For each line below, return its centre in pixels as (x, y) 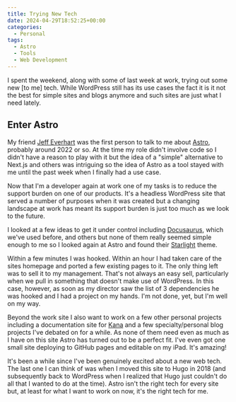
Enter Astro (33, 125)
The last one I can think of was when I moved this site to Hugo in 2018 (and (117, 368)
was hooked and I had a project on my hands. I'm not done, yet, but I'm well (118, 296)
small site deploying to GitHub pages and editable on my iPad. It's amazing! (117, 347)
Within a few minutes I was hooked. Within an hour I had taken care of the (115, 258)
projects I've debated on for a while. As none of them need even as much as (118, 332)
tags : (15, 40)
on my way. (24, 303)
